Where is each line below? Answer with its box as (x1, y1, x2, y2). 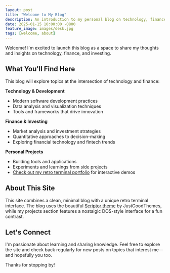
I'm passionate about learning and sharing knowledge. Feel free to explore (5, 241, 160, 248)
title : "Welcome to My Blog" (5, 12, 67, 17)
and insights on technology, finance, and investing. (5, 50, 111, 56)
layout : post (5, 7, 33, 13)
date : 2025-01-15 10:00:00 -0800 (5, 21, 76, 27)
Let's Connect (5, 228, 51, 237)
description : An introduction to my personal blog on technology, (5, 17, 148, 22)
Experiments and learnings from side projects (12, 164, 108, 170)
